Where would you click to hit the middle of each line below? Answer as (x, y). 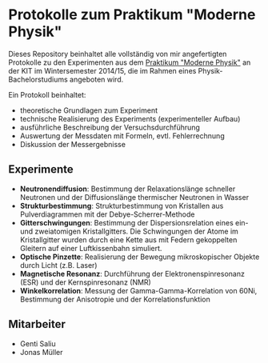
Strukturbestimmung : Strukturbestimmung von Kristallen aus (122, 205)
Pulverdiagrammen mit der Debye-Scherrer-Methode (107, 214)
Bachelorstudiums (38, 79)
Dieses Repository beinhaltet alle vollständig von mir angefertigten (118, 54)
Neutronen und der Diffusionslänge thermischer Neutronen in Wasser (134, 197)
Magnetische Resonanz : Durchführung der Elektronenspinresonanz (132, 273)
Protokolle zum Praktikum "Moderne (132, 15)
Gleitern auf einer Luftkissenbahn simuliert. (91, 248)
